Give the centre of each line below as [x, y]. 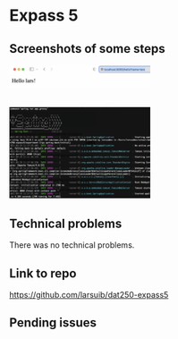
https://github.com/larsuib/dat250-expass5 [89, 294]
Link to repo [43, 273]
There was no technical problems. [72, 245]
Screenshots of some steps [87, 49]
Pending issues [53, 323]
